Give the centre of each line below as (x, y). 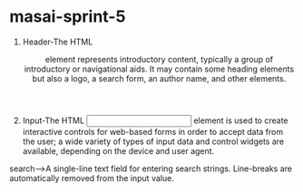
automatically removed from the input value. (92, 178)
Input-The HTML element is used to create (155, 120)
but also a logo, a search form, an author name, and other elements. (159, 78)
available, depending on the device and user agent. (118, 150)
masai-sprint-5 (68, 17)
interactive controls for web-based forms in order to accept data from (153, 131)
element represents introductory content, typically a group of (159, 59)
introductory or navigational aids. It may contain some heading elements (159, 69)
